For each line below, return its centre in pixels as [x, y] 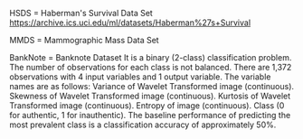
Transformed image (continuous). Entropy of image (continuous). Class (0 [147, 106]
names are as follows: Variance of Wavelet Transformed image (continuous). [152, 86]
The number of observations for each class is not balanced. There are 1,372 [151, 67]
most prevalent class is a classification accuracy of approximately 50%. [143, 125]
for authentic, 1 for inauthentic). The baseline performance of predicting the [150, 115]
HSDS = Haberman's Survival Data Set [81, 13]
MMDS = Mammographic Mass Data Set [85, 40]
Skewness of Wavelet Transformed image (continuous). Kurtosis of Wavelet [150, 96]
